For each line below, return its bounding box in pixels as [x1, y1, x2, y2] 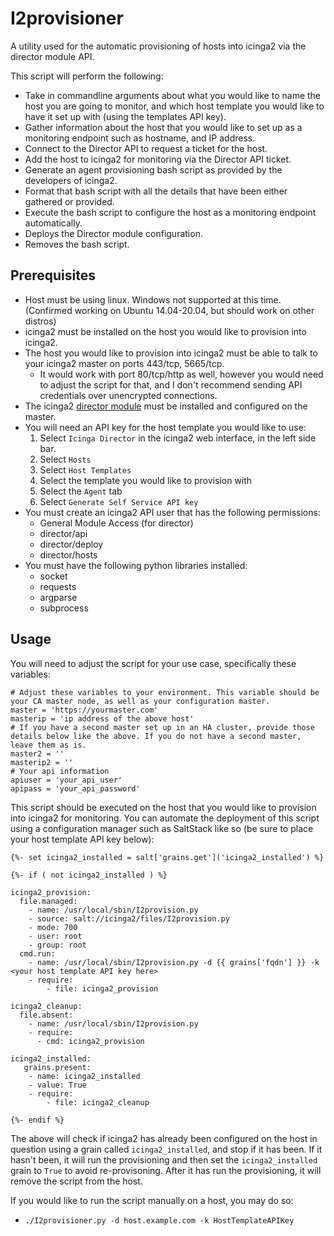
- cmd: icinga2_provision [36, 1036, 145, 1046]
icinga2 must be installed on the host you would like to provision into [24, 325, 307, 337]
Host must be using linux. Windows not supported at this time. [24, 293, 282, 306]
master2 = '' [10, 748, 65, 759]
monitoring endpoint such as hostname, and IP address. [24, 132, 256, 144]
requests [39, 580, 77, 592]
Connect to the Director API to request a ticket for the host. [24, 142, 268, 154]
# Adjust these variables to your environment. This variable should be [10, 687, 320, 697]
